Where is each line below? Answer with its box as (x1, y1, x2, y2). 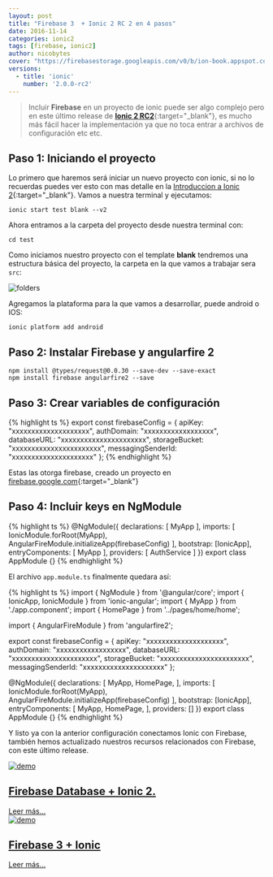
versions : (8, 65, 42, 73)
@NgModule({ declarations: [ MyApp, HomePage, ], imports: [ (8, 677, 215, 687)
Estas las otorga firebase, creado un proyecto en (8, 468, 172, 477)
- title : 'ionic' (15, 72, 75, 80)
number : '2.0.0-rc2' (23, 80, 93, 88)
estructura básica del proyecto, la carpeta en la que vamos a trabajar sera (8, 259, 256, 269)
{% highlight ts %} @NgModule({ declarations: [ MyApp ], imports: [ (8, 521, 236, 531)
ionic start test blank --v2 (8, 206, 107, 214)
